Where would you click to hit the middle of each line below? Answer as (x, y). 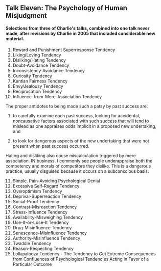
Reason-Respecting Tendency (43, 248)
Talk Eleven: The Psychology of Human (67, 8)
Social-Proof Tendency (36, 201)
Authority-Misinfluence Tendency (46, 238)
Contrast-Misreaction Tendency (45, 207)
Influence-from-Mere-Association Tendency (57, 96)
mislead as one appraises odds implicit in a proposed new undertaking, (84, 126)
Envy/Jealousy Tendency (38, 86)
